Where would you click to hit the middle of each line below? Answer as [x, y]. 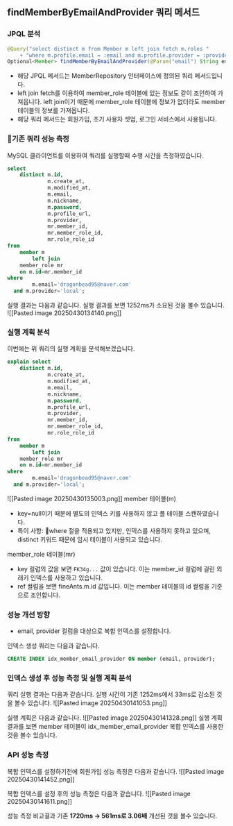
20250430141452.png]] [41, 779]
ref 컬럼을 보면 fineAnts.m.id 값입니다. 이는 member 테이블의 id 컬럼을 [113, 586]
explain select [29, 362]
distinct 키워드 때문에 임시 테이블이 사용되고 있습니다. [90, 539]
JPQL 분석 [24, 34]
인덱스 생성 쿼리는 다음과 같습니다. [53, 646]
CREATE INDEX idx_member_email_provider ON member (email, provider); [111, 659]
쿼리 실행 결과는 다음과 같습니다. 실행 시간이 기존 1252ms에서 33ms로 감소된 [111, 694]
